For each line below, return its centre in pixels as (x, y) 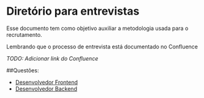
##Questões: (23, 70)
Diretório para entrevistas (73, 11)
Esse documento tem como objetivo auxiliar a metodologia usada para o (97, 28)
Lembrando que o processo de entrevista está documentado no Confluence (102, 47)
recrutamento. (24, 34)
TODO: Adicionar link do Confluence (52, 58)
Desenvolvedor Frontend (47, 82)
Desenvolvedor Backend (46, 89)
